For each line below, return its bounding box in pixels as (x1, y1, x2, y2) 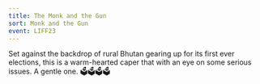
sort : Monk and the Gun (8, 19, 89, 27)
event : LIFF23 (8, 27, 57, 35)
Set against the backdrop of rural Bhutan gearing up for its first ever (8, 49, 235, 59)
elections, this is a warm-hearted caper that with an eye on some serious (8, 57, 252, 67)
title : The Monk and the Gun (8, 11, 107, 20)
